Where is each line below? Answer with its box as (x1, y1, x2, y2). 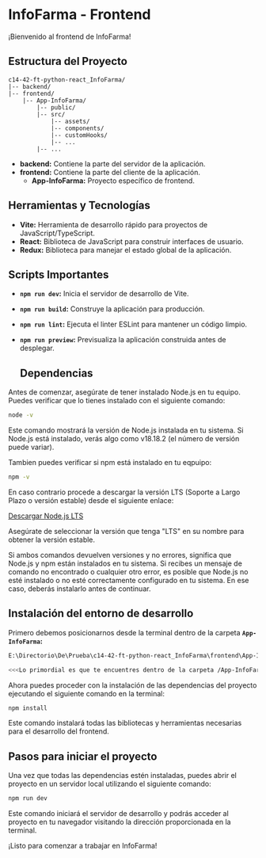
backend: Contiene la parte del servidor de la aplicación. (19, 158, 206, 168)
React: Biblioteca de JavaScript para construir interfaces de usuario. (19, 236, 244, 246)
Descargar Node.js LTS (8, 511, 84, 521)
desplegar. (19, 343, 55, 353)
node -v (8, 411, 34, 419)
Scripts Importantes (8, 268, 109, 281)
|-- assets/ (50, 117, 90, 125)
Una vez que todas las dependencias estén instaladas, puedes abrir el (8, 771, 237, 780)
